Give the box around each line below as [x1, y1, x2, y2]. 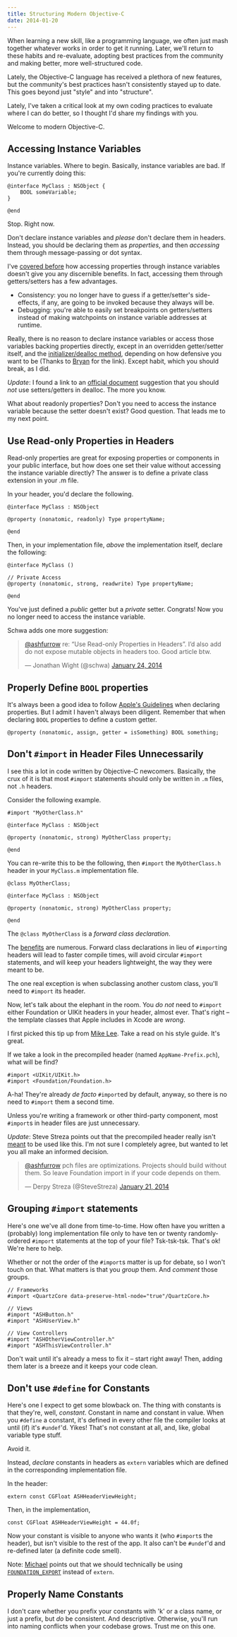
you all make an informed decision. [7, 1147, 109, 1155]
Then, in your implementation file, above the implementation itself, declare [7, 541, 224, 549]
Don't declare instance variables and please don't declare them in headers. [7, 234, 226, 242]
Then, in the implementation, [7, 1506, 90, 1514]
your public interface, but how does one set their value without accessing [7, 461, 221, 470]
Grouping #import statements [7, 1203, 138, 1215]
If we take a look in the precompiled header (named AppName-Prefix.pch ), [7, 1050, 220, 1059]
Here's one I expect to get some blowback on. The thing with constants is [7, 1401, 221, 1410]
